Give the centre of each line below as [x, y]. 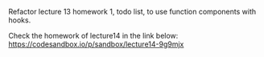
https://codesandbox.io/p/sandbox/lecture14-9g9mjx [96, 44]
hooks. [20, 20]
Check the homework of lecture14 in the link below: [93, 36]
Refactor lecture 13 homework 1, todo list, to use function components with [132, 12]
